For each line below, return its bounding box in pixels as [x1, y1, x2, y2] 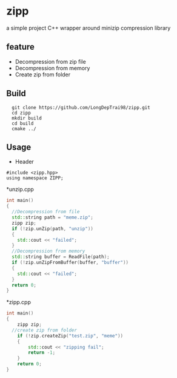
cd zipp [12, 110, 32, 116]
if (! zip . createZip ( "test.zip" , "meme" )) [17, 333, 123, 339]
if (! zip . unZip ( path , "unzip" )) [12, 225, 94, 231]
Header [15, 158, 35, 165]
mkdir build [12, 115, 42, 121]
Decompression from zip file [15, 58, 86, 65]
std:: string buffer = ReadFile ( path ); [12, 254, 110, 260]
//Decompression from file [12, 209, 80, 215]
